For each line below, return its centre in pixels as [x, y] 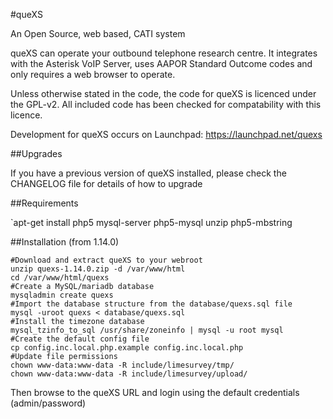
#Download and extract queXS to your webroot [106, 260]
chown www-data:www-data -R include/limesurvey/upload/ [129, 374]
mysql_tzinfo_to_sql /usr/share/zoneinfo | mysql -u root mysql [147, 330]
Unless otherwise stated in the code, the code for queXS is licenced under [163, 93]
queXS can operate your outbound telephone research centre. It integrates [164, 53]
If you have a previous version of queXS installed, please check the [148, 173]
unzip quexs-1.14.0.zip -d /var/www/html [98, 269]
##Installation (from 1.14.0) [65, 242]
